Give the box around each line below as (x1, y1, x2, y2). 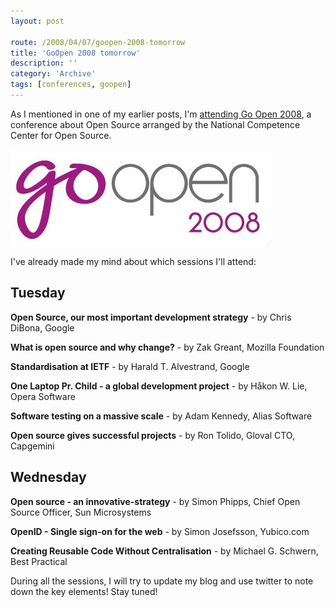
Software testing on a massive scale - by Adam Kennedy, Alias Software (10, 410, 313, 422)
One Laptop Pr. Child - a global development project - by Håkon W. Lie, (10, 380, 308, 392)
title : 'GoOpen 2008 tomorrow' (10, 48, 141, 58)
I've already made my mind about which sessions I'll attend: (10, 255, 257, 267)
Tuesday (10, 285, 66, 302)
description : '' (10, 58, 78, 69)
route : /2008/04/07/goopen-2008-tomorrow (10, 37, 186, 47)
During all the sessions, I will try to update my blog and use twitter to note (10, 575, 314, 587)
